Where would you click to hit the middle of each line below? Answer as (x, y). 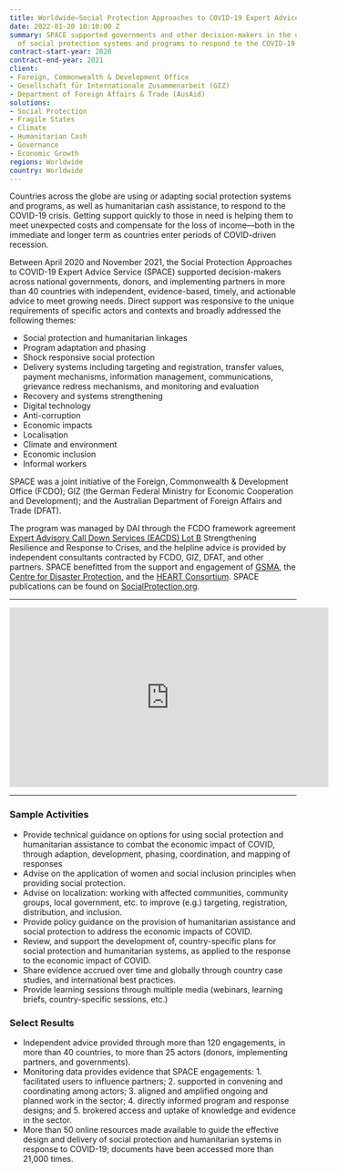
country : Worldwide (46, 170)
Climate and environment (70, 445)
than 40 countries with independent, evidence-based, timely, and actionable (153, 292)
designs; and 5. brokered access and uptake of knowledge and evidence (159, 1110)
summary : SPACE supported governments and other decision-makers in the (150, 35)
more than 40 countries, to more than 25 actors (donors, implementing (155, 1052)
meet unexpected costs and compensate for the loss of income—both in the (152, 225)
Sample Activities (49, 815)
